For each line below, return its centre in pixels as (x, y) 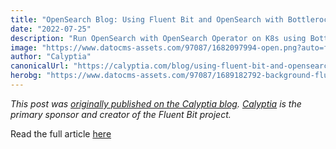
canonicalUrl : (40, 66)
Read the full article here (61, 133)
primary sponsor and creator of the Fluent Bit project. (121, 114)
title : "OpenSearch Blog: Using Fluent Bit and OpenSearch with (147, 19)
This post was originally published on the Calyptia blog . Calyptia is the (156, 103)
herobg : (26, 76)
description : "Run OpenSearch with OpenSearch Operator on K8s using (158, 38)
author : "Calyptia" (51, 57)
